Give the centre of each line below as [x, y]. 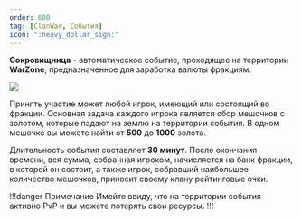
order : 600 [30, 18]
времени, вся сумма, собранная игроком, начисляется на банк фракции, [151, 160]
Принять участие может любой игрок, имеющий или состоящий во [140, 104]
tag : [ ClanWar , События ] [56, 26]
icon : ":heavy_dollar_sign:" [64, 34]
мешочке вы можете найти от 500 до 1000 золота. [108, 133]
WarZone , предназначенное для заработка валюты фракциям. [130, 69]
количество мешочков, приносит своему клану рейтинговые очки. [139, 179]
